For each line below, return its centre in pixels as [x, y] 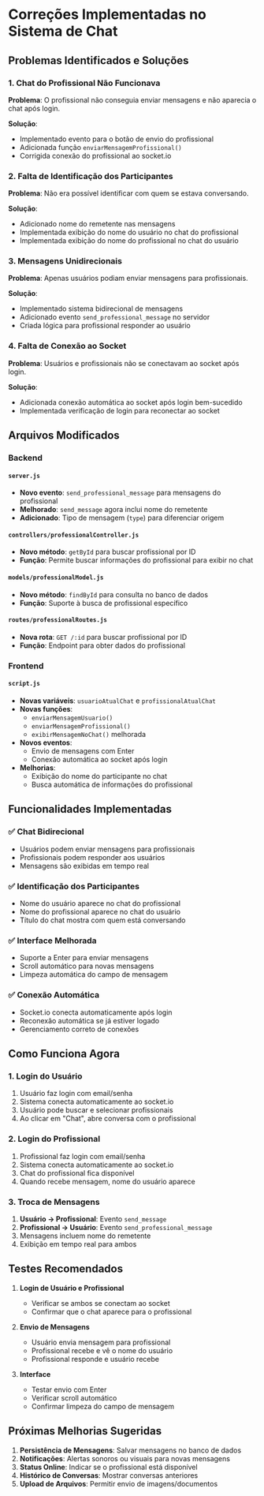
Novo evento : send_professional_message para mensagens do [120, 493]
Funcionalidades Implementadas [90, 809]
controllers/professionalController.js [74, 535]
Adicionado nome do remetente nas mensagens [97, 224]
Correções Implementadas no [107, 15]
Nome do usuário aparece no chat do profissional [100, 903]
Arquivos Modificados [64, 436]
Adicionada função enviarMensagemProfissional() [101, 147]
